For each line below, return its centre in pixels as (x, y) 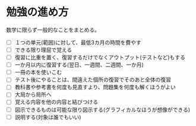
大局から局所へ (33, 94)
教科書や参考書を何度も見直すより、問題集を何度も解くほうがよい (95, 87)
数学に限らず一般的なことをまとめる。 (53, 30)
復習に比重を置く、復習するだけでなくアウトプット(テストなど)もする (100, 58)
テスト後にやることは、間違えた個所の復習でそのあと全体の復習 (93, 80)
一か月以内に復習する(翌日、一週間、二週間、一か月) (79, 65)
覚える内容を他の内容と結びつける (56, 102)
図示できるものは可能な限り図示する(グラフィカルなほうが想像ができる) (102, 109)
